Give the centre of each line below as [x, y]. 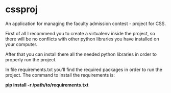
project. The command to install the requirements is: [60, 75]
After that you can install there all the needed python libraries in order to [81, 54]
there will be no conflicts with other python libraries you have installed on [82, 39]
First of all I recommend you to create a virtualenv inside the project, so [80, 33]
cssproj [21, 9]
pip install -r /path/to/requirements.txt [47, 85]
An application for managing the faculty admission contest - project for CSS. [86, 24]
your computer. [21, 44]
